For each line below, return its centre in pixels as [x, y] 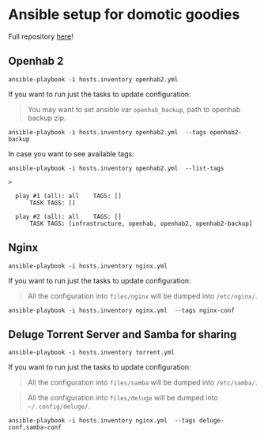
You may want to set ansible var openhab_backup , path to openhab [134, 109]
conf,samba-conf [35, 428]
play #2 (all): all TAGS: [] [69, 216]
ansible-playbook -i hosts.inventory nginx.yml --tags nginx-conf [122, 310]
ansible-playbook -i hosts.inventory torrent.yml [92, 353]
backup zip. [47, 118]
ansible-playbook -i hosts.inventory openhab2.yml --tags [107, 132]
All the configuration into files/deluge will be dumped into [123, 398]
